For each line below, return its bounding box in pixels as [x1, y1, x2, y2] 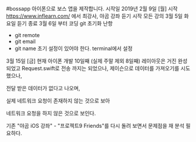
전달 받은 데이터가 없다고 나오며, [6, 85, 81, 91]
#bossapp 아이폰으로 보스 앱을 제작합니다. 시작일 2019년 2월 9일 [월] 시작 [6, 5, 178, 12]
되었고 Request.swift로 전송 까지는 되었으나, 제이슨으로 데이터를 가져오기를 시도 [6, 65, 191, 72]
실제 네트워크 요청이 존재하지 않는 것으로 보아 [6, 97, 110, 104]
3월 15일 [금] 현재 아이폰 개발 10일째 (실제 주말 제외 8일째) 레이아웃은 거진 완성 [6, 58, 188, 64]
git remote [14, 32, 40, 38]
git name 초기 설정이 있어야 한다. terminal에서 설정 [14, 45, 133, 52]
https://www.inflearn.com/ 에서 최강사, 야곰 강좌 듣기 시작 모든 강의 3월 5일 [6, 12, 183, 19]
